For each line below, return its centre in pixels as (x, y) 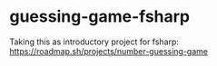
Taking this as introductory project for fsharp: (94, 42)
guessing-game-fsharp (100, 17)
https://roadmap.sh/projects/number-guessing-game (109, 51)
